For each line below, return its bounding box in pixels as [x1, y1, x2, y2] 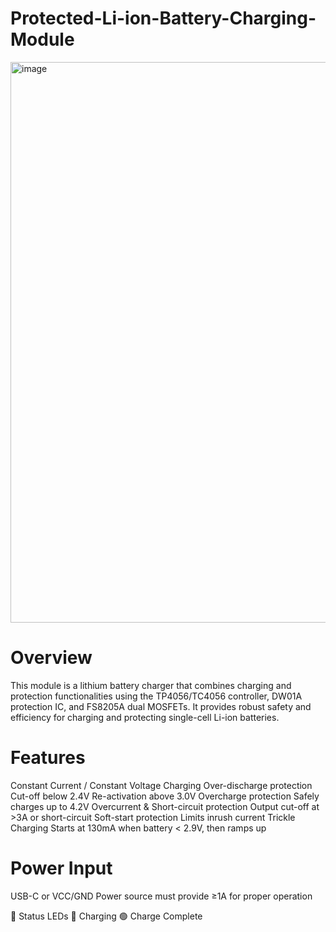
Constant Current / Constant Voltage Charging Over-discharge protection [10, 779, 313, 791]
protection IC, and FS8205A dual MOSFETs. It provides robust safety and [10, 700, 312, 712]
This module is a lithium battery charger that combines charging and [10, 679, 292, 691]
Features [10, 747, 86, 769]
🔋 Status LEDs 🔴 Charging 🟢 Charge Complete [10, 910, 203, 922]
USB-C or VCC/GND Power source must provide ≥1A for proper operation [10, 890, 313, 902]
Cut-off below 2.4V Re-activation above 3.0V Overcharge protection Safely [10, 790, 320, 802]
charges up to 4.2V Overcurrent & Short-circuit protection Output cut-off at [10, 800, 320, 812]
